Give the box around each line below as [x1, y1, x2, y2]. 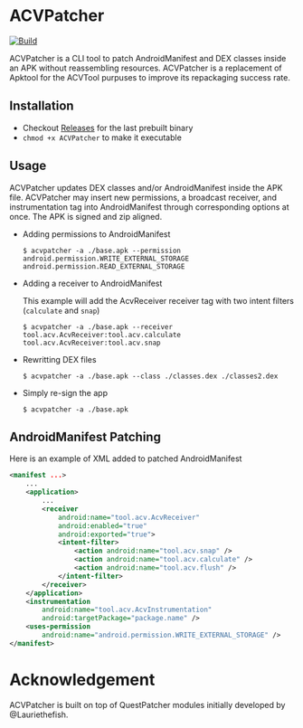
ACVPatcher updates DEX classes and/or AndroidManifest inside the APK [9, 182, 283, 193]
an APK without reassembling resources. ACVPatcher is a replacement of [9, 62, 282, 73]
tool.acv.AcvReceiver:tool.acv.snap [22, 338, 161, 347]
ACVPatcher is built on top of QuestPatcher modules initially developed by [9, 699, 286, 710]
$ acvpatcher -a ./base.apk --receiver [22, 322, 174, 331]
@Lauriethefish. [9, 709, 69, 720]
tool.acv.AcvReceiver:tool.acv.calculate [22, 330, 181, 339]
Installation [9, 99, 74, 114]
